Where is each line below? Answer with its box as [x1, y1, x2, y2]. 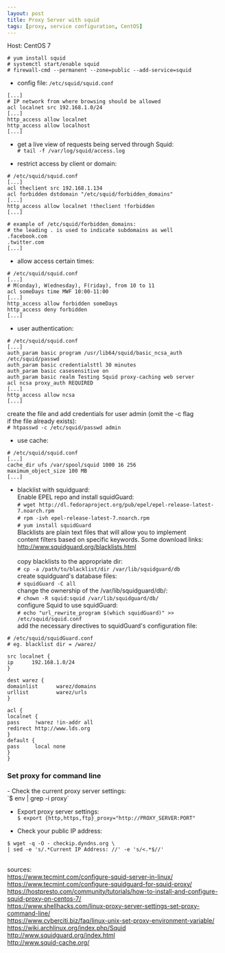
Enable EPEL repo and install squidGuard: [16, 493, 134, 501]
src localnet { [7, 653, 51, 660]
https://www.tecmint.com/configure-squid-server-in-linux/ [7, 873, 174, 881]
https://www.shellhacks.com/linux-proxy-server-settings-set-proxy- [7, 902, 200, 910]
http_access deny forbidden [7, 306, 88, 313]
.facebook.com [7, 233, 48, 240]
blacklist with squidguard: [16, 485, 91, 494]
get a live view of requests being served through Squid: [16, 140, 174, 148]
